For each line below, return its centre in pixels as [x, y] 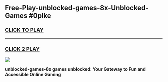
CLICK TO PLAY [24, 30]
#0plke [40, 16]
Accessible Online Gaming [33, 74]
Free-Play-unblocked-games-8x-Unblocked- [77, 8]
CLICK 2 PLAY [22, 49]
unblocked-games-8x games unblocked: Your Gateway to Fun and [75, 69]
